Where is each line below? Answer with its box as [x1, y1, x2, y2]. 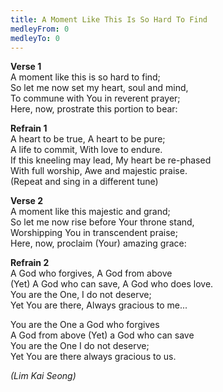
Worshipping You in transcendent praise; [10, 227, 178, 239]
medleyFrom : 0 [10, 24, 70, 34]
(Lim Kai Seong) [10, 370, 77, 382]
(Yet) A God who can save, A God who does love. [10, 278, 214, 290]
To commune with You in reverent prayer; [10, 92, 181, 105]
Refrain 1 [10, 122, 48, 135]
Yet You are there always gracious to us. [10, 351, 177, 363]
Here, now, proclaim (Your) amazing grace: [10, 237, 187, 250]
